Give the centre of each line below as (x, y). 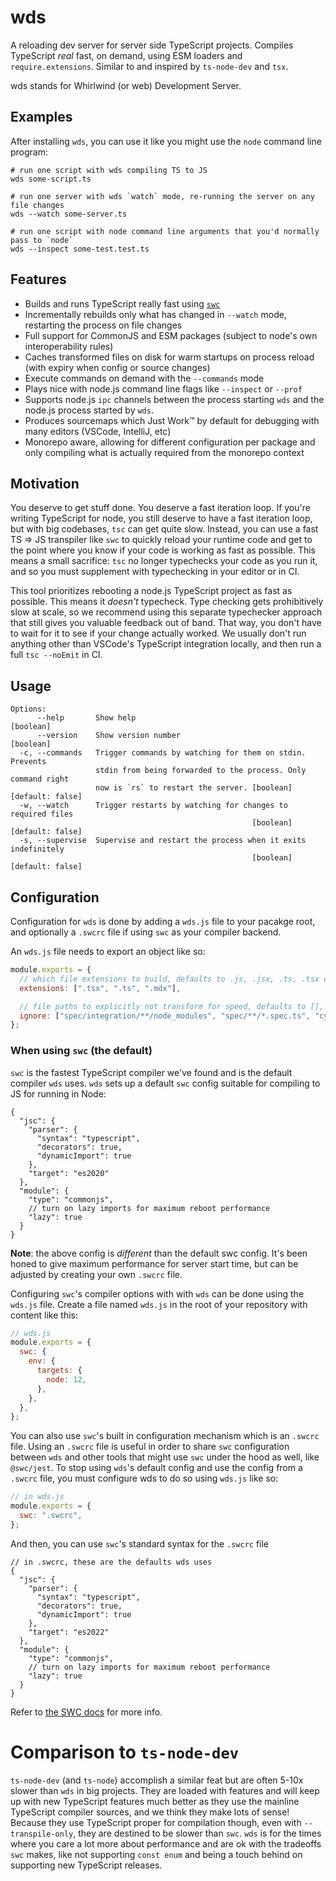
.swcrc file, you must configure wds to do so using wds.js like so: (144, 1478)
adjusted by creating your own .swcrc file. (96, 1274)
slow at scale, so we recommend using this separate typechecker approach (166, 612)
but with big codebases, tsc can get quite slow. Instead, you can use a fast (164, 529)
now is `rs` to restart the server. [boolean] (194, 788)
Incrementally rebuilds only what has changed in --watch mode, (155, 314)
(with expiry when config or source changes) (117, 367)
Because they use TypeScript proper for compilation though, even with (156, 1822)
